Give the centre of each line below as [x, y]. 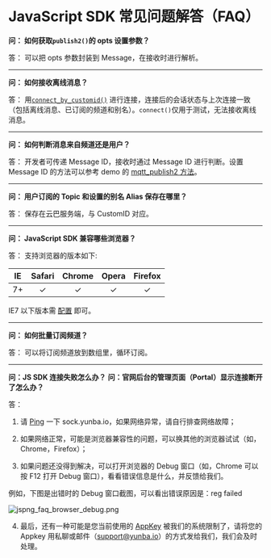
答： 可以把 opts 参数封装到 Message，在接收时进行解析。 [106, 57]
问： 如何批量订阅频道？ [48, 335]
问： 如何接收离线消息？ [48, 82]
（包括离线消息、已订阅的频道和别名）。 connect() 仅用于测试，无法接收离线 [132, 109]
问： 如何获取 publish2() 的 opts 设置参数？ [79, 40]
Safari [43, 275]
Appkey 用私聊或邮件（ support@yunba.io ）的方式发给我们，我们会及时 [139, 536]
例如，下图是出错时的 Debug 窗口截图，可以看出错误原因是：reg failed [125, 493]
